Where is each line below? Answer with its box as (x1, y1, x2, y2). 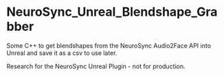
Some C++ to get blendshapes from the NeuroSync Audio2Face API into (6, 41, 211, 49)
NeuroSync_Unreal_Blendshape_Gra (6, 4, 218, 20)
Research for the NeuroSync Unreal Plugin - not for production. (6, 62, 186, 70)
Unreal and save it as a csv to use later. (6, 49, 117, 57)
